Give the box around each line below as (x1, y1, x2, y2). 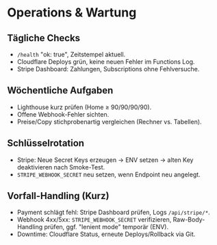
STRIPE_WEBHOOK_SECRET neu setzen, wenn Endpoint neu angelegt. (16, 170, 201, 178)
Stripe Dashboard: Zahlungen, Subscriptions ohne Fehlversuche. (16, 65, 200, 73)
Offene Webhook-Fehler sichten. (16, 110, 110, 118)
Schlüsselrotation (7, 137, 84, 149)
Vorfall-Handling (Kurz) (7, 190, 110, 202)
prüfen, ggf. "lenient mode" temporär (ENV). (44, 223, 169, 231)
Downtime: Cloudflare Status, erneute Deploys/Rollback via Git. (16, 230, 196, 238)
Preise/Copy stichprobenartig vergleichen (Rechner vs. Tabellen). (16, 117, 202, 126)
